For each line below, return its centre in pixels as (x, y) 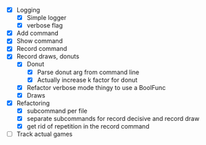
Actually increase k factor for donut (87, 80)
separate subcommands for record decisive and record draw (113, 118)
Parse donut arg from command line (88, 72)
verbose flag (45, 25)
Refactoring (33, 103)
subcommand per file (57, 111)
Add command (38, 33)
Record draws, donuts (48, 56)
